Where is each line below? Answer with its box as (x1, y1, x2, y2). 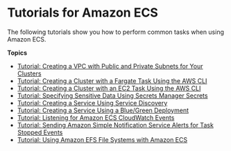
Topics (7, 48, 28, 57)
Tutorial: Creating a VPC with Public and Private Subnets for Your (17, 62, 203, 70)
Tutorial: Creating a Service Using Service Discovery (17, 98, 168, 107)
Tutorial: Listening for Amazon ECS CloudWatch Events (17, 113, 175, 122)
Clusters (17, 69, 42, 78)
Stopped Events (17, 128, 63, 136)
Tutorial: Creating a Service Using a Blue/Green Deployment (17, 106, 189, 114)
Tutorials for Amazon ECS (7, 5, 158, 21)
